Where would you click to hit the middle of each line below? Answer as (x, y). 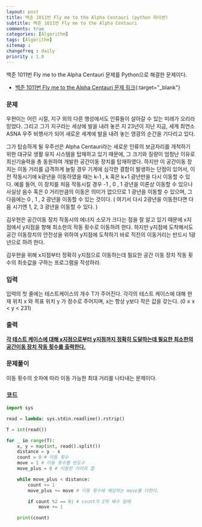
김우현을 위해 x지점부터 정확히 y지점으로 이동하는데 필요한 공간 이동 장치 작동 (96, 255)
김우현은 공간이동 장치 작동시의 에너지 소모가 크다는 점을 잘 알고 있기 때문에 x (96, 219)
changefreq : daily (31, 51)
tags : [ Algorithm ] (29, 40)
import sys (20, 408)
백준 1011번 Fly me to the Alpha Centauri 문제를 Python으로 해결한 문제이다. (97, 74)
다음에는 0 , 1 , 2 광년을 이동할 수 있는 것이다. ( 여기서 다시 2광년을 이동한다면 (97, 199)
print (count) (33, 518)
